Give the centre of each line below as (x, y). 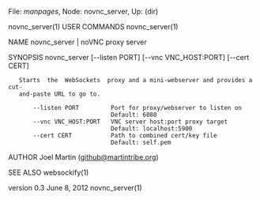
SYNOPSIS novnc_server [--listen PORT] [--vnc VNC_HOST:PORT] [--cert (129, 57)
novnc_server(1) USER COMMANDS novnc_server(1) (93, 26)
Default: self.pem (141, 142)
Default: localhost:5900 (151, 129)
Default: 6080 (134, 115)
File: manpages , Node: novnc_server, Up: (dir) (83, 11)
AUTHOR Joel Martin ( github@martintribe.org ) (84, 157)
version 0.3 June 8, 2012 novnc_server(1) (75, 188)
